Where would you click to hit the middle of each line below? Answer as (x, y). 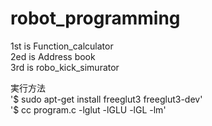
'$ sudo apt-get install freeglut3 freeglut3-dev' (106, 99)
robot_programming (95, 18)
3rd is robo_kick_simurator (65, 67)
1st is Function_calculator (62, 46)
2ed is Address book (53, 56)
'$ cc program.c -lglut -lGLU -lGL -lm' (88, 109)
